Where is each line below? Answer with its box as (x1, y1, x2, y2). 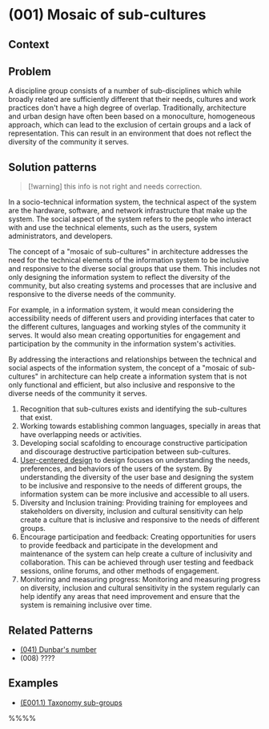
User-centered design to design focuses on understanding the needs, (19, 456, 251, 465)
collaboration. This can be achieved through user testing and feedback (19, 557, 254, 567)
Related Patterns (8, 623, 94, 637)
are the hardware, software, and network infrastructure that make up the (8, 206, 247, 216)
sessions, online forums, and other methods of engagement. (19, 566, 219, 576)
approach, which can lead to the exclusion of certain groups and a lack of (8, 120, 251, 130)
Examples (8, 676, 58, 691)
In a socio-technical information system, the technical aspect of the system (8, 197, 257, 207)
